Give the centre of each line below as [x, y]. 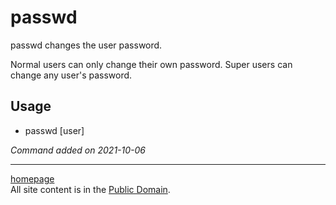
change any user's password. [71, 75]
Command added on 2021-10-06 [78, 150]
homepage [32, 178]
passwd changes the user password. [86, 45]
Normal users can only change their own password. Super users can [151, 64]
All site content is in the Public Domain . [90, 189]
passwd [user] [54, 130]
